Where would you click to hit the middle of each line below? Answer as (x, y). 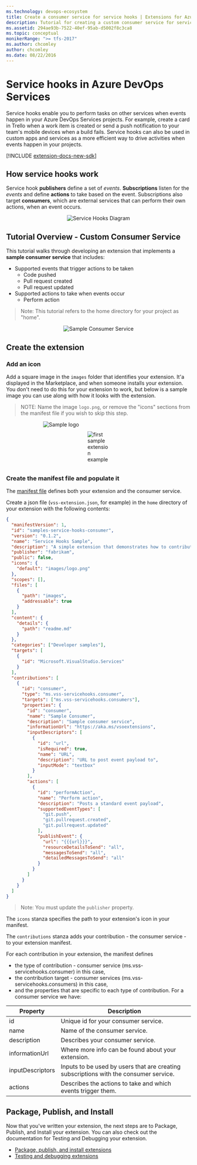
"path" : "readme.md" (47, 629)
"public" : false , (33, 558)
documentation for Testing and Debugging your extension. (77, 1139)
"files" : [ (25, 585)
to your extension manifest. (39, 943)
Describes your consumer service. (108, 1040)
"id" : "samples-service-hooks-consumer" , (63, 530)
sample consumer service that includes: (55, 257)
